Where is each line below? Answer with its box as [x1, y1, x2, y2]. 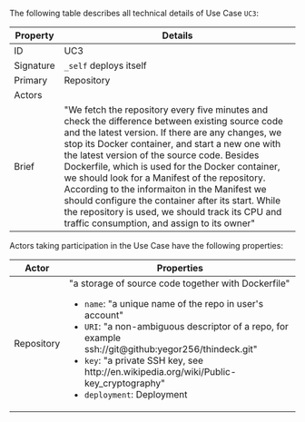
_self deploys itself [64, 59, 147, 72]
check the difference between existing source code [64, 115, 284, 127]
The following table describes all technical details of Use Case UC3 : [9, 8, 260, 18]
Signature [14, 59, 56, 72]
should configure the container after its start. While [64, 194, 281, 207]
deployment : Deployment [84, 388, 188, 400]
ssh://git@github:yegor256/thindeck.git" [84, 343, 258, 355]
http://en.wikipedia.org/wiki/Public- [84, 366, 237, 378]
